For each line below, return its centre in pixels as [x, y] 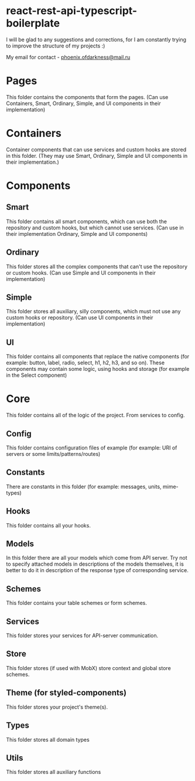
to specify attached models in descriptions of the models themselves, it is [95, 564]
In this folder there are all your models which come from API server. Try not [97, 558]
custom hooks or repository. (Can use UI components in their [80, 317]
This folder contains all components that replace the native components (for [98, 357]
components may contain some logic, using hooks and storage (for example [98, 369]
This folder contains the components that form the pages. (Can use [87, 97]
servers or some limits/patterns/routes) [53, 454]
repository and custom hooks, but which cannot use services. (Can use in [95, 228]
